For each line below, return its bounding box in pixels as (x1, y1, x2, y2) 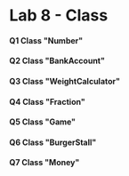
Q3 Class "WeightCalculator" (9, 76, 121, 86)
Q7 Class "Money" (9, 157, 80, 168)
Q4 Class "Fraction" (9, 96, 86, 107)
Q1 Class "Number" (9, 35, 83, 45)
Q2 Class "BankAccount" (9, 55, 105, 67)
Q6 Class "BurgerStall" (9, 137, 97, 148)
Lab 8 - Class (9, 5, 109, 26)
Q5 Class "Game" (9, 116, 77, 127)
